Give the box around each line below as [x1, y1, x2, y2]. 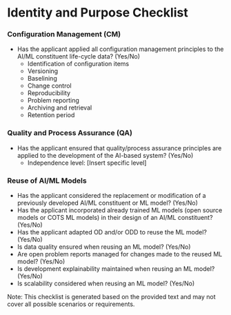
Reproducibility [27, 89, 71, 97]
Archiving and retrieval [27, 103, 92, 112]
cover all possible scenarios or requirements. [7, 300, 135, 308]
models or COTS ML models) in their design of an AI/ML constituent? [17, 214, 213, 222]
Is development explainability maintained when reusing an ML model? [17, 265, 215, 273]
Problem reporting [27, 96, 79, 105]
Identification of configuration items [27, 60, 130, 68]
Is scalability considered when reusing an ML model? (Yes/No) [17, 279, 195, 287]
